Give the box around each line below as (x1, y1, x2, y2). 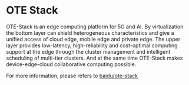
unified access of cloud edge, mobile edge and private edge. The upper (6, 35, 181, 42)
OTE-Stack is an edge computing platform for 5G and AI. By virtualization (6, 23, 184, 30)
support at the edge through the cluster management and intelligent (6, 48, 171, 55)
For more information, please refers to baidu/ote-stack (6, 72, 138, 79)
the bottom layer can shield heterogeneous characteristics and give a (6, 29, 175, 36)
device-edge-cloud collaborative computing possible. (6, 60, 137, 68)
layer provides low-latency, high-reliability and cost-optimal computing (6, 42, 178, 49)
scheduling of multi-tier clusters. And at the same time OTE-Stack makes (6, 54, 184, 61)
